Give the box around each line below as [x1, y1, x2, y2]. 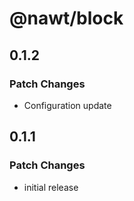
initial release [23, 181, 79, 193]
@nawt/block [9, 7, 124, 30]
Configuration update [23, 99, 112, 111]
